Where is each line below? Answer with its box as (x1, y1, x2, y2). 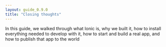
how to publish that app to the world (5, 36, 80, 42)
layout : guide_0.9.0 (5, 7, 48, 12)
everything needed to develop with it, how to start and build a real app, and (5, 31, 160, 37)
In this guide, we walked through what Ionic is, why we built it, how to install (5, 25, 161, 31)
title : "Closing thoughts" (5, 12, 61, 17)
